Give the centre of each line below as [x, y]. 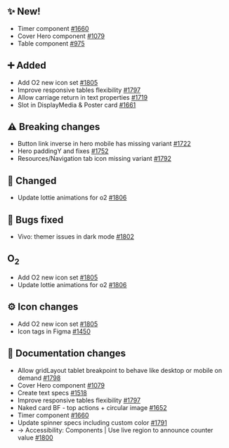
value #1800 [35, 437]
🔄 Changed [32, 181]
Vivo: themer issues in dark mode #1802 [76, 237]
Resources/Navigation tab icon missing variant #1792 [94, 159]
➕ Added [27, 66]
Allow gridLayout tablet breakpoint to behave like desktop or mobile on [120, 370]
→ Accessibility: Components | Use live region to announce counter [115, 430]
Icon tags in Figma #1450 [54, 331]
